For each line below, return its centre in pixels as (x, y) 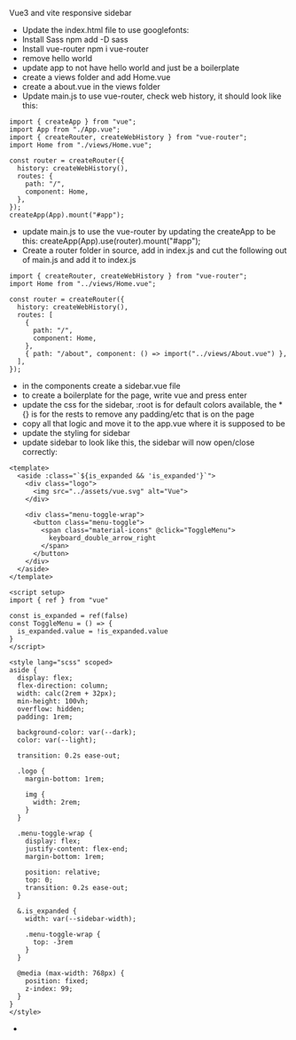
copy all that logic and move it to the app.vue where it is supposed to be (153, 424)
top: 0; (39, 880)
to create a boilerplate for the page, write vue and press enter (134, 395)
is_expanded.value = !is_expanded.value (93, 631)
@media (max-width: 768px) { (71, 973)
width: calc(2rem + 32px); (67, 694)
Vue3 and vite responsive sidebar (70, 13)
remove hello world (57, 58)
